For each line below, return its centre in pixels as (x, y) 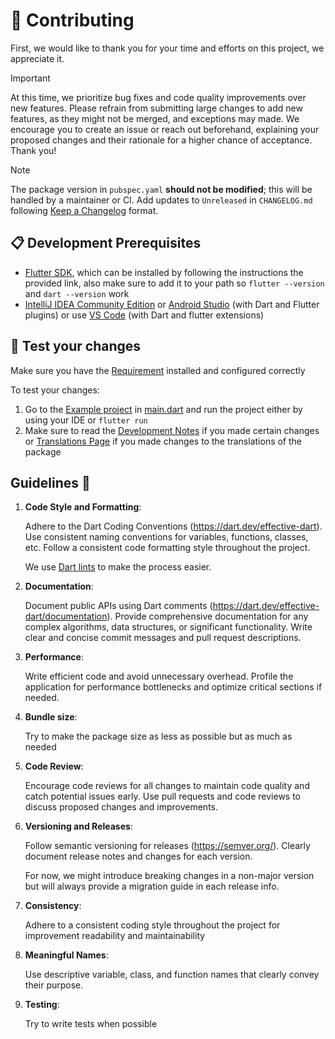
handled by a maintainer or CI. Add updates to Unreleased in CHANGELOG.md (161, 200)
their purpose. (54, 985)
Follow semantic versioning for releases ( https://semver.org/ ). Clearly (167, 846)
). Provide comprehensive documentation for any (207, 616)
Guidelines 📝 (50, 482)
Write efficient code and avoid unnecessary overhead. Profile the (159, 676)
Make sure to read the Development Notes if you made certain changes (172, 430)
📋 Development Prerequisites (106, 243)
